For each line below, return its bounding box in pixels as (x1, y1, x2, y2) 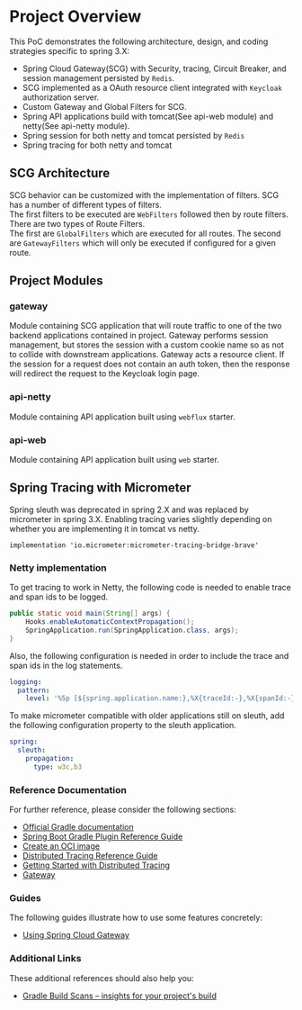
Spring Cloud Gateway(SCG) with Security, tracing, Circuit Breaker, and (22, 63, 287, 74)
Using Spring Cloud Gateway (22, 930, 130, 941)
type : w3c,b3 (32, 762, 83, 771)
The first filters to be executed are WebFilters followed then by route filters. (9, 209, 289, 220)
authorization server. (22, 92, 100, 103)
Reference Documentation (9, 783, 128, 796)
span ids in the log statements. (9, 660, 123, 671)
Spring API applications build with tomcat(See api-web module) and (22, 111, 274, 122)
